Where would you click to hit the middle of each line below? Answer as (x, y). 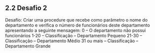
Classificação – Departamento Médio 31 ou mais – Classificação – (72, 41)
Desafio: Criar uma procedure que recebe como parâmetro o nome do (77, 20)
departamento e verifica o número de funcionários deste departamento (77, 25)
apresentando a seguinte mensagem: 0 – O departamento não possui (76, 30)
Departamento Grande (28, 46)
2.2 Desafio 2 (26, 8)
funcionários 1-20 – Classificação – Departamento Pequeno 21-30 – (74, 35)
